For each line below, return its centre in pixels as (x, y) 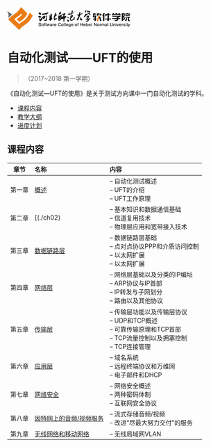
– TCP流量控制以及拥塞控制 (149, 338)
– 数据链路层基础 (134, 237)
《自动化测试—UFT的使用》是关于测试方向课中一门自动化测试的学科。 (108, 93)
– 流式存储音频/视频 (137, 414)
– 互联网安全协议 (134, 403)
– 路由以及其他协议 (136, 301)
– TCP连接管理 (130, 346)
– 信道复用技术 (130, 218)
